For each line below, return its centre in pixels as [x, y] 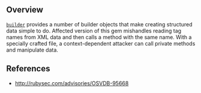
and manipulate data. [32, 50]
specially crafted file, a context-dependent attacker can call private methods [101, 43]
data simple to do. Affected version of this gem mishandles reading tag [94, 31]
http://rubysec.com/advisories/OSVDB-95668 [72, 83]
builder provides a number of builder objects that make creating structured [99, 24]
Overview [25, 10]
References [28, 69]
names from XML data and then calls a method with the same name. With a [99, 37]
